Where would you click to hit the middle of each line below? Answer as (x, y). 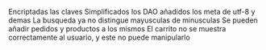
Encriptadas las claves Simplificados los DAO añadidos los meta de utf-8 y (132, 12)
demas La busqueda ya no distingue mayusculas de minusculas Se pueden (133, 20)
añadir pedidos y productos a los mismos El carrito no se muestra (117, 29)
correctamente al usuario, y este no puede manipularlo (100, 37)
